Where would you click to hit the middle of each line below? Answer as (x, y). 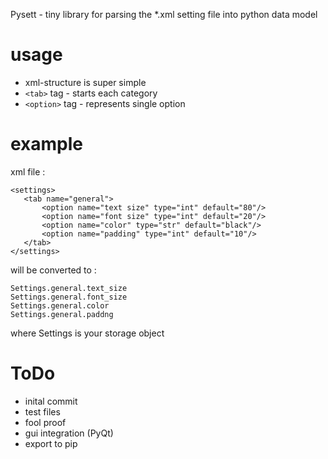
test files (42, 411)
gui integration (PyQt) (69, 433)
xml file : (28, 171)
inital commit (51, 401)
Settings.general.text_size (69, 288)
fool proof (45, 422)
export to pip (51, 443)
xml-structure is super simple (85, 82)
